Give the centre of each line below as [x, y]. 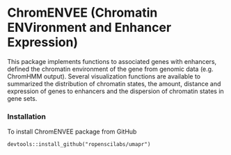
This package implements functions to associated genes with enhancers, [112, 61]
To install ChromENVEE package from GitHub [72, 132]
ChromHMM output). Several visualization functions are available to [104, 76]
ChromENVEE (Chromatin [82, 13]
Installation [27, 116]
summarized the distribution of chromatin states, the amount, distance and [114, 83]
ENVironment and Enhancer [89, 27]
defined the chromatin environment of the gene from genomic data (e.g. [110, 69]
